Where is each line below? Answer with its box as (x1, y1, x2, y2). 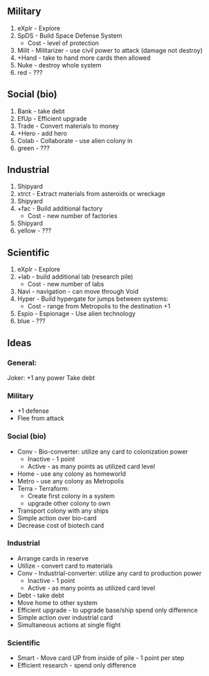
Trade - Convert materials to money (17, 122, 120, 130)
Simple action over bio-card (17, 513, 97, 522)
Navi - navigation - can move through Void (17, 288, 139, 296)
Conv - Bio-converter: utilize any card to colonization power (17, 447, 188, 456)
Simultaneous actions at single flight (17, 620, 121, 629)
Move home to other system (17, 598, 98, 607)
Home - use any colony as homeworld (17, 469, 126, 478)
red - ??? (17, 68, 43, 76)
